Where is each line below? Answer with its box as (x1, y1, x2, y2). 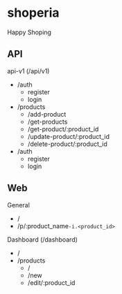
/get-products (27, 117, 68, 126)
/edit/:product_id (27, 278, 76, 287)
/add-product (27, 110, 67, 118)
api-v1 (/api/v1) (7, 66, 50, 75)
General (7, 200, 30, 209)
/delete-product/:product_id (27, 140, 107, 148)
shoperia (7, 5, 60, 21)
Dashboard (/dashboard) (7, 235, 78, 244)
